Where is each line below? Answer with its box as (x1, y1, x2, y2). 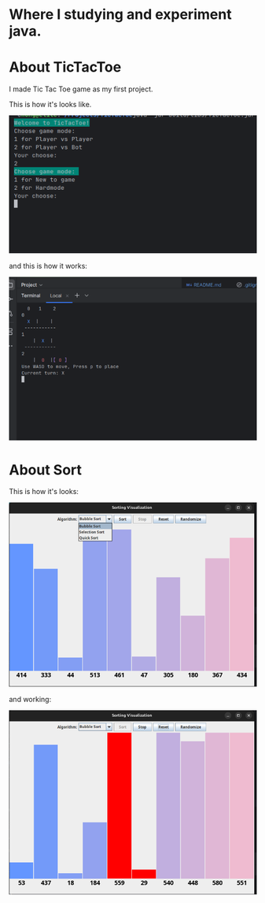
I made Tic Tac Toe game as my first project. (9, 84, 153, 94)
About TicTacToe (9, 58, 122, 76)
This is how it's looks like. (9, 100, 92, 110)
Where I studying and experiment (9, 6, 232, 24)
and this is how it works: (9, 262, 87, 271)
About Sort (9, 461, 82, 478)
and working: (9, 695, 52, 704)
